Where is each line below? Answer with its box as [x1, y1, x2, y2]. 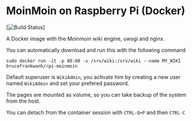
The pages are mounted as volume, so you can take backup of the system [6, 91, 187, 98]
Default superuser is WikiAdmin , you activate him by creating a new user [6, 73, 181, 80]
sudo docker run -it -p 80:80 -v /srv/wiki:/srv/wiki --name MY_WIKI [6, 58, 181, 64]
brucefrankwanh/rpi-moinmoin [6, 63, 78, 69]
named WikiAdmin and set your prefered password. [6, 80, 129, 87]
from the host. [6, 97, 41, 104]
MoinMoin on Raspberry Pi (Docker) [6, 4, 186, 18]
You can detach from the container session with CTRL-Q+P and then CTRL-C [6, 109, 186, 116]
